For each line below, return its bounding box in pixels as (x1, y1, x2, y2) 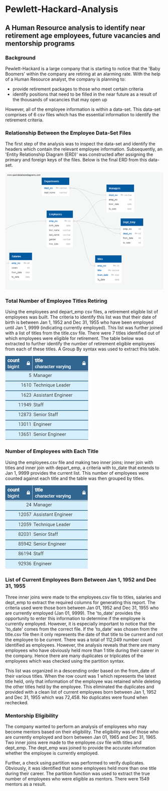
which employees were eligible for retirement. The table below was (5, 335, 144, 341)
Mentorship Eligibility (5, 712, 59, 719)
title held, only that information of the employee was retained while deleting (5, 678, 161, 684)
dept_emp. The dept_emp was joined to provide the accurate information (5, 745, 155, 751)
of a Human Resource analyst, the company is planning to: (5, 76, 126, 82)
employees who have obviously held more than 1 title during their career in (5, 647, 159, 653)
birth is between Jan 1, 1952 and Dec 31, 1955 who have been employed (5, 319, 154, 325)
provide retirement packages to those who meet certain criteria (12, 86, 143, 92)
